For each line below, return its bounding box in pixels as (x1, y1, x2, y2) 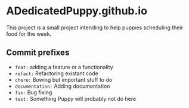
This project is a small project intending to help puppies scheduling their (6, 24, 184, 31)
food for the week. (6, 30, 52, 37)
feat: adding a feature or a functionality (14, 63, 113, 70)
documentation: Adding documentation (14, 82, 110, 90)
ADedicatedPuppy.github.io (6, 4, 148, 18)
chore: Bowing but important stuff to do (14, 76, 113, 83)
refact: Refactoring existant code (14, 70, 98, 77)
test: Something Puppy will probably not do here (14, 95, 136, 102)
